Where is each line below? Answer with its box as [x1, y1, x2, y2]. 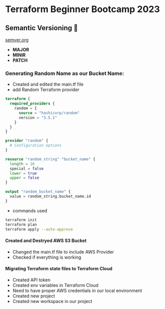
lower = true [10, 171, 37, 176]
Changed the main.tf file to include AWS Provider [12, 249, 114, 255]
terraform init [5, 217, 37, 222]
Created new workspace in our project [12, 298, 93, 304]
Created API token [12, 277, 51, 283]
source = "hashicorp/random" [18, 110, 80, 115]
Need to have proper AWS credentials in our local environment [12, 287, 142, 293]
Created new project [12, 293, 55, 299]
